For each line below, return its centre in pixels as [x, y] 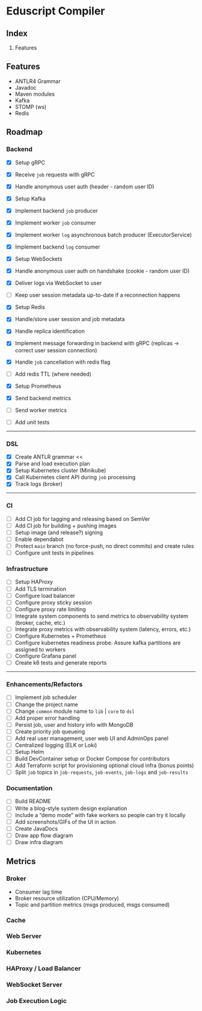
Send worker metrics [41, 410]
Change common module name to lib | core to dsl [75, 711]
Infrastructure [27, 569]
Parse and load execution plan [52, 464]
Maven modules [35, 94]
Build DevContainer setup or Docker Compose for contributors [92, 759]
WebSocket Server [34, 985]
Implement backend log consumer [57, 247]
